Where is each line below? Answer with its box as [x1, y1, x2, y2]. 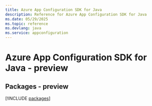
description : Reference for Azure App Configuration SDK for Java [5, 12, 147, 17]
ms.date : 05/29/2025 [5, 16, 49, 21]
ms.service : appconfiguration [5, 30, 69, 35]
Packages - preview [5, 82, 69, 91]
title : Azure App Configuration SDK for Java [5, 7, 102, 12]
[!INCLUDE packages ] [5, 96, 51, 101]
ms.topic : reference [5, 21, 49, 26]
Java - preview [5, 63, 69, 74]
